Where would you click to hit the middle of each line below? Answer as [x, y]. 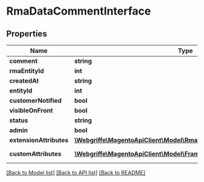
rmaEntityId [27, 71]
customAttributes [36, 154]
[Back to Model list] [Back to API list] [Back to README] [76, 173]
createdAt [24, 81]
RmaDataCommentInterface [79, 11]
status [19, 120]
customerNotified [36, 100]
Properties [27, 34]
